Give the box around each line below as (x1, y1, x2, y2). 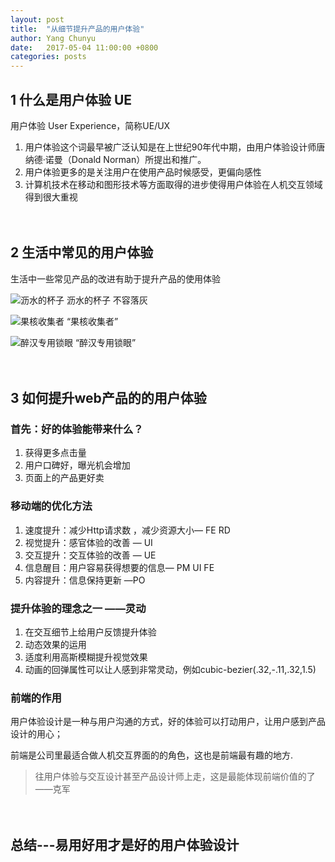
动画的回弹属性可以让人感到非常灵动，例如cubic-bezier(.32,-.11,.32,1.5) (24, 664, 317, 676)
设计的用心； (10, 728, 63, 740)
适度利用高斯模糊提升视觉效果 (24, 651, 148, 663)
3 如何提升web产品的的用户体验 (10, 390, 207, 407)
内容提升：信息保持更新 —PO (24, 574, 146, 586)
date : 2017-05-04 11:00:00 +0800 (10, 42, 159, 53)
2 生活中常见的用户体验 (10, 244, 154, 261)
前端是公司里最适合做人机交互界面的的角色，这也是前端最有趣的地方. (10, 749, 294, 761)
